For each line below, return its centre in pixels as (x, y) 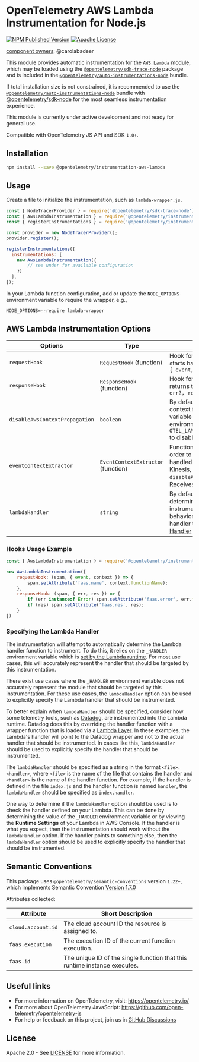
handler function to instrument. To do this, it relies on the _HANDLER (87, 651)
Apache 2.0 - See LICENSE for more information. (66, 1052)
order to (181, 454)
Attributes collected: (31, 899)
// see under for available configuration (81, 266)
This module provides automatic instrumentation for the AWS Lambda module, (99, 62)
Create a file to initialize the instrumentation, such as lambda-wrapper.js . (94, 200)
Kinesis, (180, 469)
